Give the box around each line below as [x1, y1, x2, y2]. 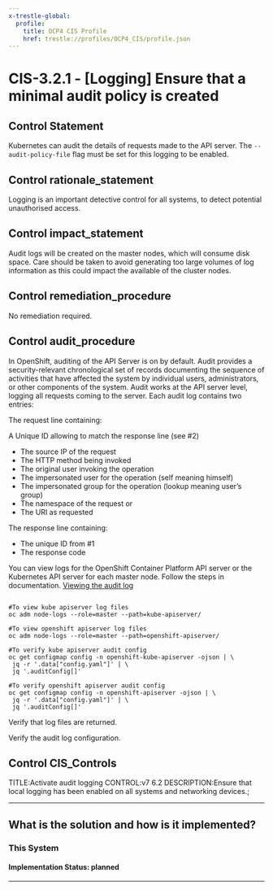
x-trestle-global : [8, 11, 71, 20]
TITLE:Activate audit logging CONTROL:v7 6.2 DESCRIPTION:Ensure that [8, 778, 252, 787]
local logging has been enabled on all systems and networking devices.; [8, 787, 250, 796]
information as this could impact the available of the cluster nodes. [8, 265, 232, 275]
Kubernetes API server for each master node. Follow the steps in [8, 571, 225, 582]
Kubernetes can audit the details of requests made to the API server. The [8, 141, 253, 151]
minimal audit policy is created [8, 87, 219, 106]
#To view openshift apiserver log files [8, 624, 148, 633]
